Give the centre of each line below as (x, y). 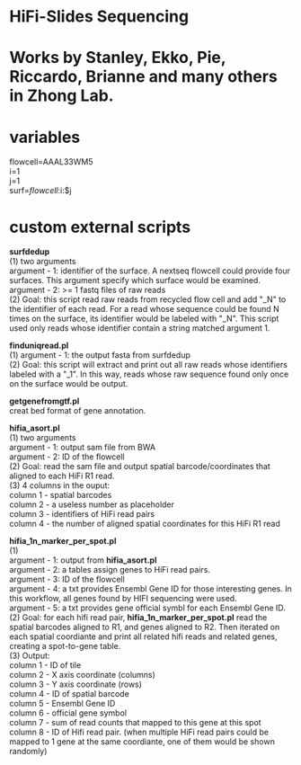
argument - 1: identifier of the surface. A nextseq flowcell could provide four (150, 271)
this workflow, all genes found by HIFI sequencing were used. (123, 599)
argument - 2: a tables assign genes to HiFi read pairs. (110, 570)
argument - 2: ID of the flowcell (67, 457)
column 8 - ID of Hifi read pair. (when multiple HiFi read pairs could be (139, 732)
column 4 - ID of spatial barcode (70, 694)
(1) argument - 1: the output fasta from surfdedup (100, 355)
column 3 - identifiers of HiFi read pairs (82, 514)
